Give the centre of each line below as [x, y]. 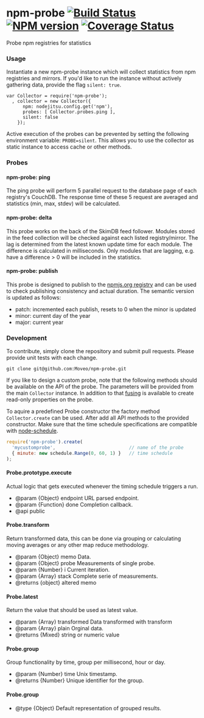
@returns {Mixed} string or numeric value [67, 635]
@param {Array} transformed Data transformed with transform [93, 622]
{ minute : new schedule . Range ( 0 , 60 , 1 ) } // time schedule [92, 453]
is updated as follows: [34, 297]
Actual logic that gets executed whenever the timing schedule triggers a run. [102, 486]
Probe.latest [22, 596]
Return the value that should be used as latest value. [72, 610]
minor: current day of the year [53, 315]
